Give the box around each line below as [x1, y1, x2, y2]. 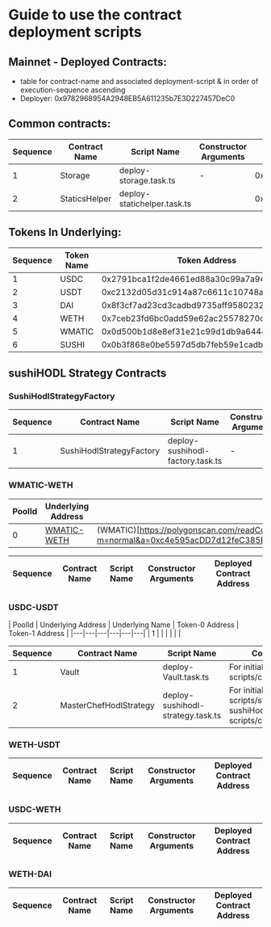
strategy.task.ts [162, 710, 222, 721]
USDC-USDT [8, 601, 59, 613]
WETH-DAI [8, 869, 52, 880]
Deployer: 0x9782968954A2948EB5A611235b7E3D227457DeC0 [19, 94, 236, 103]
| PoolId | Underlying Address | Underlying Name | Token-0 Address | [8, 620, 240, 630]
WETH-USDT [8, 739, 60, 750]
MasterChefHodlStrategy [60, 699, 156, 710]
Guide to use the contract [8, 6, 182, 24]
